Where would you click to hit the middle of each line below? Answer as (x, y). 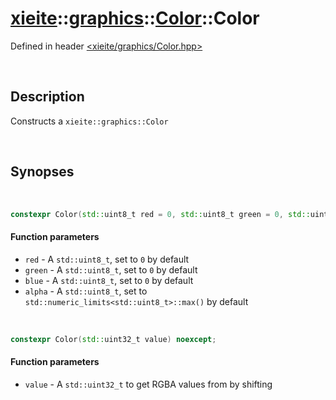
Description (47, 97)
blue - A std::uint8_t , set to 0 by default (109, 280)
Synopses (42, 172)
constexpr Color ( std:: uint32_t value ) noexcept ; (113, 339)
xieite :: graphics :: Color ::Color (135, 18)
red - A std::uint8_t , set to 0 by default (107, 259)
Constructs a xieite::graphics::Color (89, 121)
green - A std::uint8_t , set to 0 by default (111, 269)
